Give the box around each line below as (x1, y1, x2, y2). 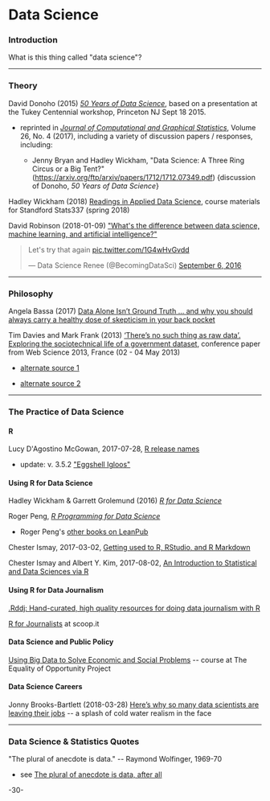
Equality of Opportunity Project (8, 663, 111, 673)
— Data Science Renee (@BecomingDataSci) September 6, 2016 (27, 260, 242, 270)
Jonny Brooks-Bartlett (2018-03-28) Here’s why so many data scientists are (8, 700, 260, 709)
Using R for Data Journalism (8, 585, 104, 594)
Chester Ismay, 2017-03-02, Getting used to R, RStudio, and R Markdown (8, 543, 251, 552)
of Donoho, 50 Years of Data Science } (31, 181, 159, 191)
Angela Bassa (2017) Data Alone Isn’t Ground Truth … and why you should (8, 306, 253, 316)
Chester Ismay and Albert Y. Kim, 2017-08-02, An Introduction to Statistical (8, 558, 257, 568)
